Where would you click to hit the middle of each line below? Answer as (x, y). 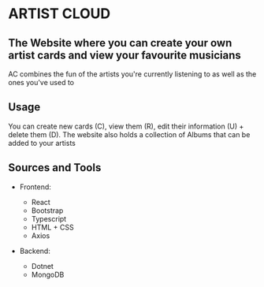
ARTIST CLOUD (59, 14)
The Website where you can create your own (120, 43)
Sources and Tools (55, 168)
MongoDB (48, 274)
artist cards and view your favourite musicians (125, 55)
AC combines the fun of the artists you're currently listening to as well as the (132, 74)
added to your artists (42, 143)
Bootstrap (47, 211)
